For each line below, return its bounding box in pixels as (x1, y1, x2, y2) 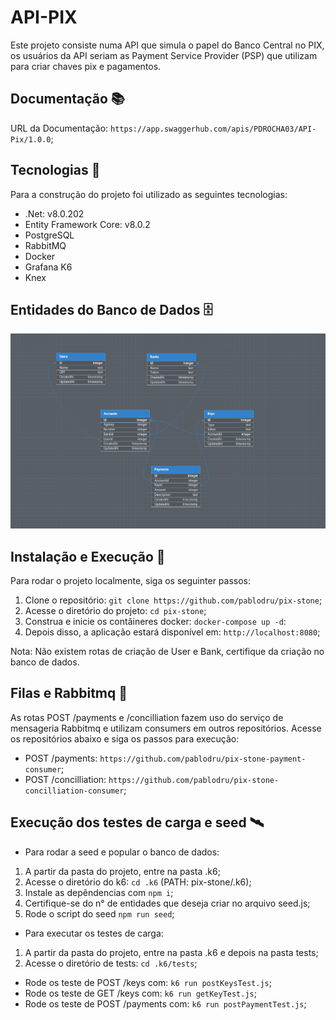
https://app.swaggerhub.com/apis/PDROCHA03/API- (110, 124, 317, 134)
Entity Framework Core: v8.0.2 (24, 218, 151, 230)
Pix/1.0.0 (10, 134, 52, 145)
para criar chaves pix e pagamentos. (10, 60, 162, 72)
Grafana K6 (24, 261, 73, 273)
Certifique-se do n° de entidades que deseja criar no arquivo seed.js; (24, 897, 311, 909)
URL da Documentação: (10, 122, 109, 134)
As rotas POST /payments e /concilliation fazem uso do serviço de (10, 711, 284, 723)
